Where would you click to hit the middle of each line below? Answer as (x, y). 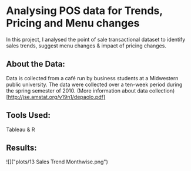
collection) (162, 90)
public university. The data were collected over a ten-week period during (94, 84)
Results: (21, 148)
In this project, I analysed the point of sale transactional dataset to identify (96, 39)
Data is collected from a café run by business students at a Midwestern (92, 78)
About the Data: (36, 64)
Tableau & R (21, 129)
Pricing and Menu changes (73, 23)
